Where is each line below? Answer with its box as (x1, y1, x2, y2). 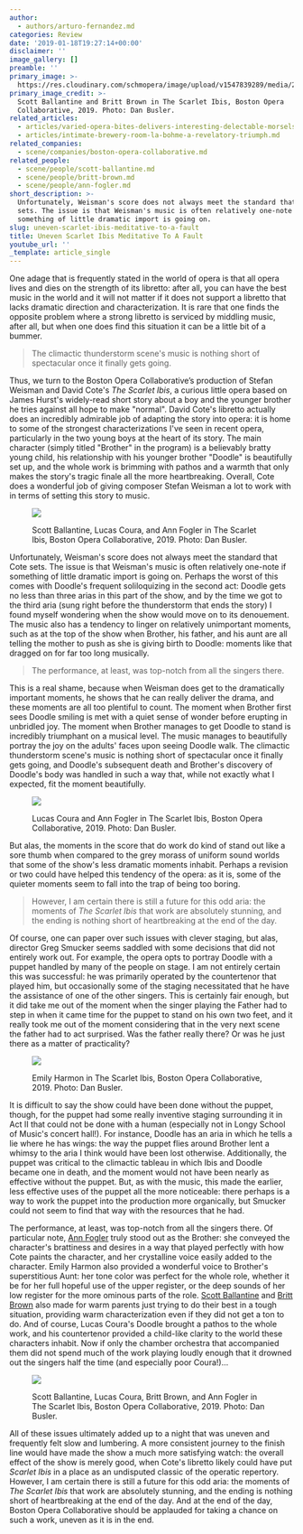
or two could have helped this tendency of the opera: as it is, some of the (9, 869, 281, 880)
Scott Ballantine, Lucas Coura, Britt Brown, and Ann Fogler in (32, 1391, 258, 1402)
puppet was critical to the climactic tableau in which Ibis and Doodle (9, 1157, 263, 1168)
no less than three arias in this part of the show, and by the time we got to (9, 590, 282, 601)
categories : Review (9, 30, 83, 39)
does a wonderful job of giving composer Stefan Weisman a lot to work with (9, 480, 291, 492)
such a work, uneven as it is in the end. (9, 1514, 155, 1526)
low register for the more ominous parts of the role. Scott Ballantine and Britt (9, 1290, 293, 1301)
